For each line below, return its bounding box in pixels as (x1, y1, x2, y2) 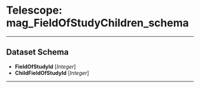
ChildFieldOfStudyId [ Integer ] (14, 69, 89, 76)
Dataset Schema (6, 47, 69, 57)
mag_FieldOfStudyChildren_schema (6, 16, 189, 30)
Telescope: (6, 4, 62, 17)
